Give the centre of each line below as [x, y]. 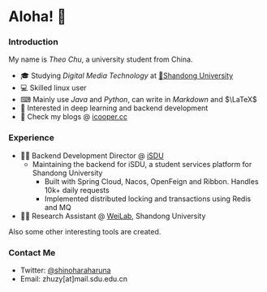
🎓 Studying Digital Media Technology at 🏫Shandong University [127, 75]
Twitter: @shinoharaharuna [65, 270]
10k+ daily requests [77, 190]
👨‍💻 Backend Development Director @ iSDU [92, 155]
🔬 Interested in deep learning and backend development [114, 108]
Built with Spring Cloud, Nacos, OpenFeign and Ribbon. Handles [151, 181]
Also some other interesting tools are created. [85, 231]
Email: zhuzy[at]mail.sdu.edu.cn [74, 279]
